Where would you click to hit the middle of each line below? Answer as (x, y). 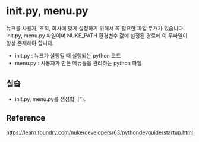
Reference (26, 118)
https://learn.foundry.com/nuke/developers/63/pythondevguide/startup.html (99, 132)
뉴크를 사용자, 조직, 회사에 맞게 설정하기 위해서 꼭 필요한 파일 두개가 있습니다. (96, 28)
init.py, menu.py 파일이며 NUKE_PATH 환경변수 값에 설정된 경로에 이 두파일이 (97, 35)
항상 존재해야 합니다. (30, 43)
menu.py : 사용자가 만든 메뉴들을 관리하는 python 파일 (78, 63)
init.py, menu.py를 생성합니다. (50, 99)
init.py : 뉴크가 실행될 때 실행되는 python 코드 (68, 55)
